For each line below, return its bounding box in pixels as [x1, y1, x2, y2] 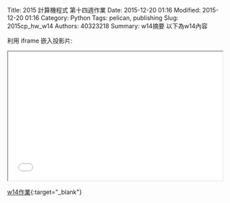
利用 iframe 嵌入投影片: [7, 36, 73, 45]
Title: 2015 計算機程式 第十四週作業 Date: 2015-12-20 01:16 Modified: [7, 6, 201, 14]
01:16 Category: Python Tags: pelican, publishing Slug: [25, 14, 179, 22]
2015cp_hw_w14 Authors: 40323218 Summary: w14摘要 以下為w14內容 [7, 22, 208, 30]
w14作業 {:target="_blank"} [7, 188, 82, 196]
